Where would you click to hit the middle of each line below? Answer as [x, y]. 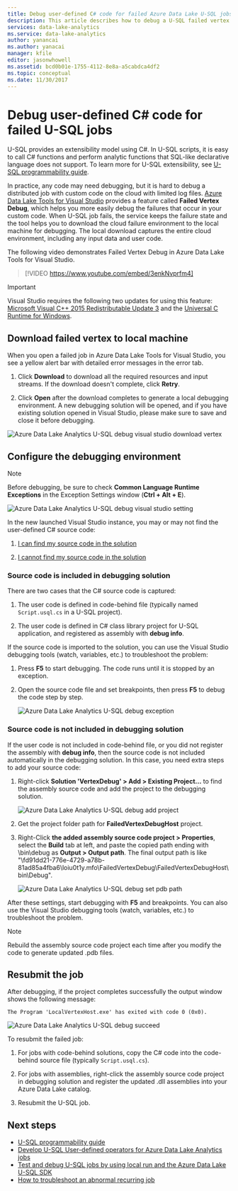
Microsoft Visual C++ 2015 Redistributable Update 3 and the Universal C [113, 308]
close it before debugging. [56, 420]
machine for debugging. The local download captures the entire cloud [109, 231]
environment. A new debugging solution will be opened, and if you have [122, 405]
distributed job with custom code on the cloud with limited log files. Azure [115, 193]
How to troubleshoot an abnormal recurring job [86, 1180]
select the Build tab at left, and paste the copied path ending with [113, 845]
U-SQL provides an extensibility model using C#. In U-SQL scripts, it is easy [118, 149]
